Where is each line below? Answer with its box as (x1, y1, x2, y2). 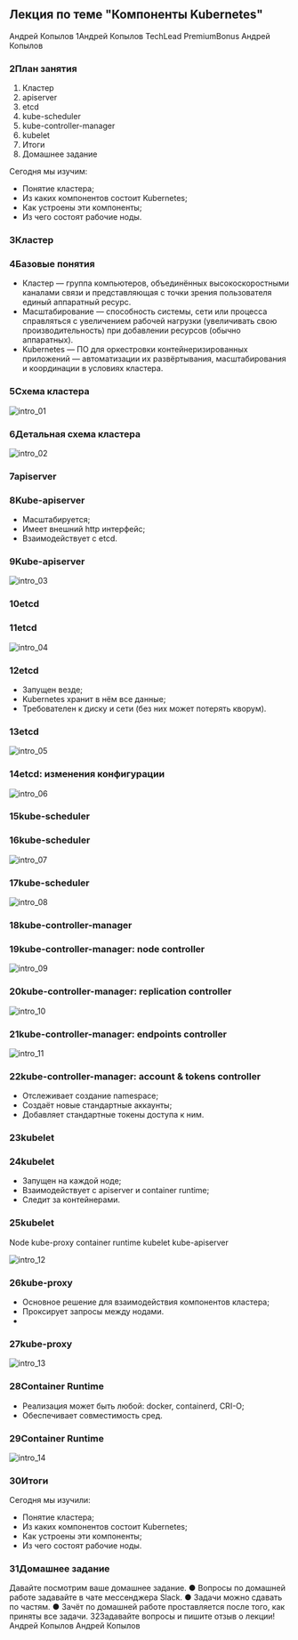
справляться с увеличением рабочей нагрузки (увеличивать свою (21, 316, 278, 327)
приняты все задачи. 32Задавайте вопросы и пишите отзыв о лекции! (9, 1611, 276, 1622)
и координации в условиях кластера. (21, 363, 164, 374)
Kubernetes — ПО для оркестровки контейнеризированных (21, 344, 248, 355)
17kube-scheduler (9, 877, 91, 889)
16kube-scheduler (9, 834, 91, 846)
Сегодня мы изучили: (9, 1495, 91, 1506)
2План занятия (9, 62, 77, 75)
